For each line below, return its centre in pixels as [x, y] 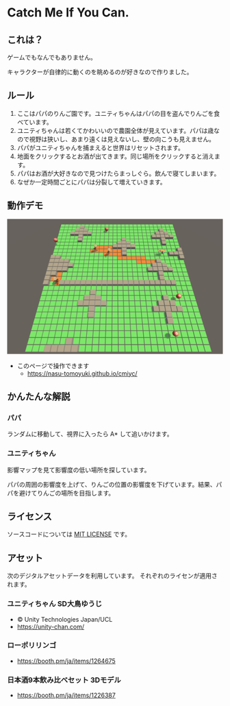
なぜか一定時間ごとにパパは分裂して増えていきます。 [91, 182]
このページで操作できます [53, 365]
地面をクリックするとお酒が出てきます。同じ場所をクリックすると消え [115, 156]
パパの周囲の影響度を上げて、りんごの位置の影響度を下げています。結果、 [112, 484]
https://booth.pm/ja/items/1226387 [66, 695]
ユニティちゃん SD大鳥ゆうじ [55, 604]
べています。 [35, 122]
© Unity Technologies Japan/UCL [65, 619]
